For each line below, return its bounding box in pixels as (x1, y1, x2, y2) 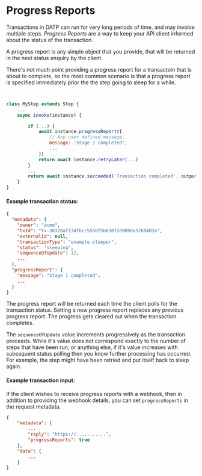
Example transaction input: (6, 377, 75, 384)
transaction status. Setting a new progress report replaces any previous (6, 306, 184, 314)
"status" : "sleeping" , (17, 244, 74, 250)
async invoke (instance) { (17, 112, 82, 118)
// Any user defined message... (49, 134, 130, 140)
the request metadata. (6, 403, 61, 410)
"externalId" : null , (17, 233, 69, 240)
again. (6, 363, 22, 370)
